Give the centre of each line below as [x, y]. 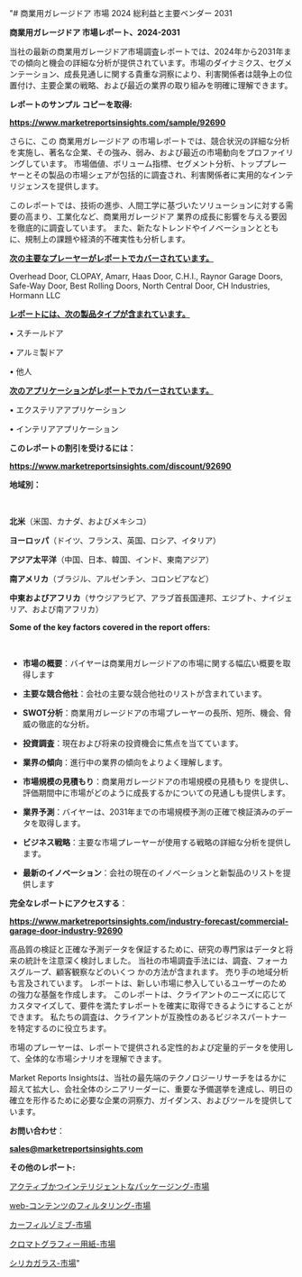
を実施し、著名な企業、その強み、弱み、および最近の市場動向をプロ [136, 152]
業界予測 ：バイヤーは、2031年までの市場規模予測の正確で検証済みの [150, 812]
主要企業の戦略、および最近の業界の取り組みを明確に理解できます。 [166, 85]
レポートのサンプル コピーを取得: [71, 105]
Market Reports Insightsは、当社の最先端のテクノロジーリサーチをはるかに [148, 1078]
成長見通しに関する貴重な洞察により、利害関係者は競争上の [174, 74]
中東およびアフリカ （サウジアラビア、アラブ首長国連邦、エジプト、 [135, 598]
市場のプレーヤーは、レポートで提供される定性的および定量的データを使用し [151, 1047]
